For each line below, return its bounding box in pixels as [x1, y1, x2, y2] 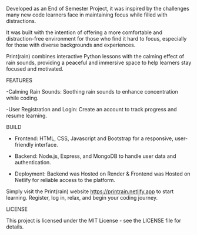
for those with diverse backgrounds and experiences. [6, 41, 136, 48]
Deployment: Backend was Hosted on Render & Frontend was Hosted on [14, 170, 191, 177]
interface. [35, 141, 58, 148]
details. [6, 223, 24, 230]
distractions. [6, 18, 36, 24]
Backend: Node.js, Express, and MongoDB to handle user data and [14, 153, 176, 160]
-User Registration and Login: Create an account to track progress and [6, 106, 178, 112]
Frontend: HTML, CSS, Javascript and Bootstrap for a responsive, [14, 135, 173, 142]
